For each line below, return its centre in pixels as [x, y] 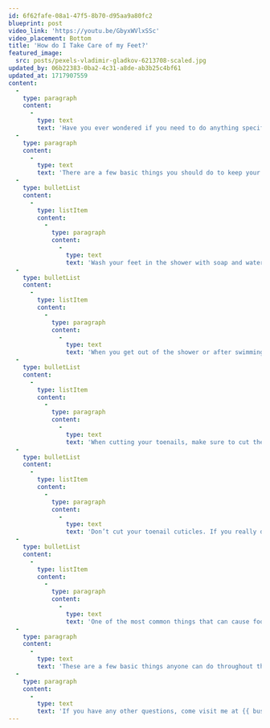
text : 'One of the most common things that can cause [157, 621]
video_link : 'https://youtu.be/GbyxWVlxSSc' [84, 31]
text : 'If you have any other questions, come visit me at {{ [143, 712]
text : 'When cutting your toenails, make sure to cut [157, 442]
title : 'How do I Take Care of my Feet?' [79, 46]
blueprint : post [35, 23]
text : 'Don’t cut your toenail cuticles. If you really [161, 532]
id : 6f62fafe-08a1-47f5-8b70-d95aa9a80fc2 [80, 16]
